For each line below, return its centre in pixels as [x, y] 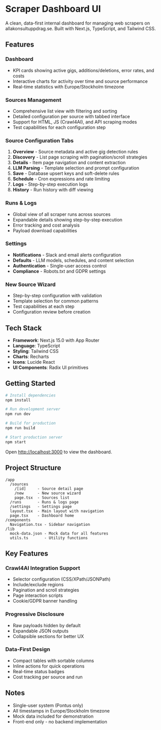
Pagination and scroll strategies [46, 590]
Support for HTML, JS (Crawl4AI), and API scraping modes [75, 122]
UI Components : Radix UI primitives [50, 367]
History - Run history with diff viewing [53, 190]
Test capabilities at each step [43, 306]
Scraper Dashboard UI [53, 9]
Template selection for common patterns [55, 301]
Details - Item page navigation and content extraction [69, 163]
